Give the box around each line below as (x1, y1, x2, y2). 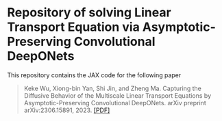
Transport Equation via (7, 19, 140, 35)
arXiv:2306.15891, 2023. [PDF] (23, 106, 110, 114)
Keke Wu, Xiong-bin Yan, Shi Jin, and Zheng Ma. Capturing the (23, 84, 202, 92)
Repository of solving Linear (7, 5, 171, 21)
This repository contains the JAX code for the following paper (7, 70, 182, 79)
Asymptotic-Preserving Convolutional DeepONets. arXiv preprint (23, 98, 207, 107)
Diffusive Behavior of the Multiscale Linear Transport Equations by (23, 91, 212, 100)
